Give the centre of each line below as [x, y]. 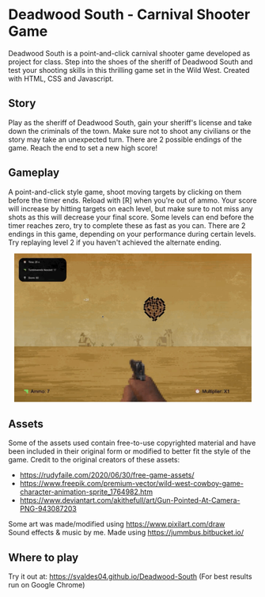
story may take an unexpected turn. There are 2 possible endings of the [125, 139]
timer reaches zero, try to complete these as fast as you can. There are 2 [127, 225]
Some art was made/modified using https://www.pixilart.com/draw [117, 524]
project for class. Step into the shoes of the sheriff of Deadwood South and [131, 62]
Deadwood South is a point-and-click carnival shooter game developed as [129, 53]
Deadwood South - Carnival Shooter [129, 15]
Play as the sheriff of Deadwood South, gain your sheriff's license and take [130, 122]
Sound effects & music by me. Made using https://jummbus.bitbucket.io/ [126, 533]
